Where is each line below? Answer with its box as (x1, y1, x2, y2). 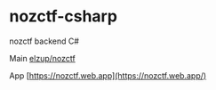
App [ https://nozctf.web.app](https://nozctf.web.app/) (9, 70, 207, 81)
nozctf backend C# (9, 36, 80, 46)
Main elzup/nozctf (9, 53, 76, 63)
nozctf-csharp (9, 6, 118, 27)
